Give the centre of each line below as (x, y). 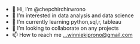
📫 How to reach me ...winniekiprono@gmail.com (72, 35)
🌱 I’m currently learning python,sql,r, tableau (66, 22)
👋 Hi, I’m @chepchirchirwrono (48, 9)
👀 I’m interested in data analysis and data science (73, 15)
